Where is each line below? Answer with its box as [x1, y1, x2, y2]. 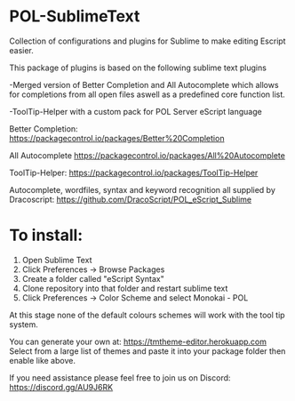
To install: [9, 225, 84, 245]
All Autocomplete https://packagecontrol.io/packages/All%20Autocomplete [9, 149, 286, 161]
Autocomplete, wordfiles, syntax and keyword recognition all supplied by [9, 184, 275, 195]
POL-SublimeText [9, 6, 140, 27]
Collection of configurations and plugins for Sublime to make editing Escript [9, 36, 286, 46]
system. [9, 318, 38, 330]
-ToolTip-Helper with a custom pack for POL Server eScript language [9, 106, 262, 116]
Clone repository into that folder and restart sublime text [21, 283, 228, 293]
